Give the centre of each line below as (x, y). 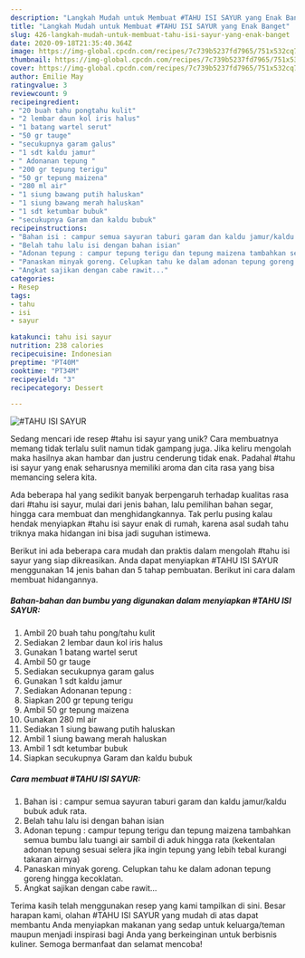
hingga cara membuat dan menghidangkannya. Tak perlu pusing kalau (142, 514)
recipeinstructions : (49, 228)
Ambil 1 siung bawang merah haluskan (95, 739)
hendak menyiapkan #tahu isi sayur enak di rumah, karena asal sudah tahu (149, 524)
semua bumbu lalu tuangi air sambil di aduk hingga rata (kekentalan (149, 840)
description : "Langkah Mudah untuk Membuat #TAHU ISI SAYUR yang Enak (146, 18)
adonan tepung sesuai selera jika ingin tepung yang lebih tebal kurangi (155, 850)
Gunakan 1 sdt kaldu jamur (73, 681)
